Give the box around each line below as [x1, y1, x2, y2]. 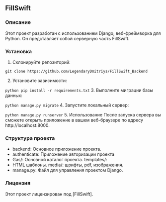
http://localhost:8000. [5, 122, 50, 128]
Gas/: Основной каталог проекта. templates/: [12, 157, 107, 163]
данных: [5, 92, 22, 99]
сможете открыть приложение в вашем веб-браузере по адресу [5, 117, 143, 123]
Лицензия [5, 180, 31, 187]
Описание [5, 19, 31, 26]
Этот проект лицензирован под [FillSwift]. [5, 191, 93, 197]
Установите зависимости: [12, 77, 67, 84]
